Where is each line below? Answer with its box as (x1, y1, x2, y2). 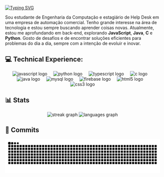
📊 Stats (5, 96, 30, 105)
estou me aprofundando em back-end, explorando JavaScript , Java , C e (5, 30, 153, 36)
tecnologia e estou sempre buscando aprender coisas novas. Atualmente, (5, 25, 154, 30)
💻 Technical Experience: (5, 55, 83, 63)
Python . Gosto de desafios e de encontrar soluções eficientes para (5, 35, 141, 41)
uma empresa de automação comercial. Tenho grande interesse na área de (5, 20, 157, 25)
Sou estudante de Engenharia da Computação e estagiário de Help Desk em (5, 14, 160, 20)
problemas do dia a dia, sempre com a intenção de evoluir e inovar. (5, 40, 141, 46)
